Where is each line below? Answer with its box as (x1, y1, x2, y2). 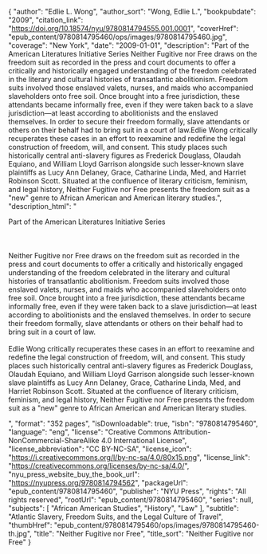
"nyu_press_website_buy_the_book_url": (8, 470, 140, 479)
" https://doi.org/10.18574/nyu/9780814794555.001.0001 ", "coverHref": (8, 24, 239, 33)
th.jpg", (8, 529, 32, 538)
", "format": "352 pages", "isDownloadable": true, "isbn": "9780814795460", (8, 418, 258, 428)
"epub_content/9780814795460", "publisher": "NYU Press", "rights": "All (8, 486, 247, 496)
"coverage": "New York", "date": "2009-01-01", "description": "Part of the (8, 41, 249, 50)
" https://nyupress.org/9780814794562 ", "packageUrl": (8, 478, 189, 487)
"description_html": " (8, 202, 77, 210)
